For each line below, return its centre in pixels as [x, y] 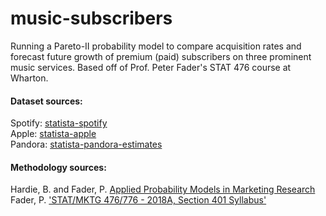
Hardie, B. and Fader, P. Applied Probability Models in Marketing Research [163, 189]
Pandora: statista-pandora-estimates [86, 144]
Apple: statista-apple [53, 134]
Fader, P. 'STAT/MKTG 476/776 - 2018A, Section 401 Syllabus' [138, 200]
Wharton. [29, 78]
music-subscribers [91, 18]
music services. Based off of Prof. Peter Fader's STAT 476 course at [151, 67]
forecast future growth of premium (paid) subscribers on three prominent [161, 56]
